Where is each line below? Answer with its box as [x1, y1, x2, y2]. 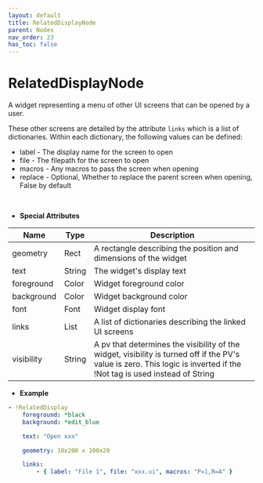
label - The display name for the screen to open [19, 147, 174, 157]
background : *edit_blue [22, 418, 100, 426]
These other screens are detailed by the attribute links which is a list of [8, 124, 240, 133]
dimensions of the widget [93, 252, 188, 263]
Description [150, 230, 195, 241]
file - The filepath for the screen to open [19, 156, 150, 165]
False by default [19, 181, 72, 191]
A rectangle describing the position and [93, 243, 239, 254]
